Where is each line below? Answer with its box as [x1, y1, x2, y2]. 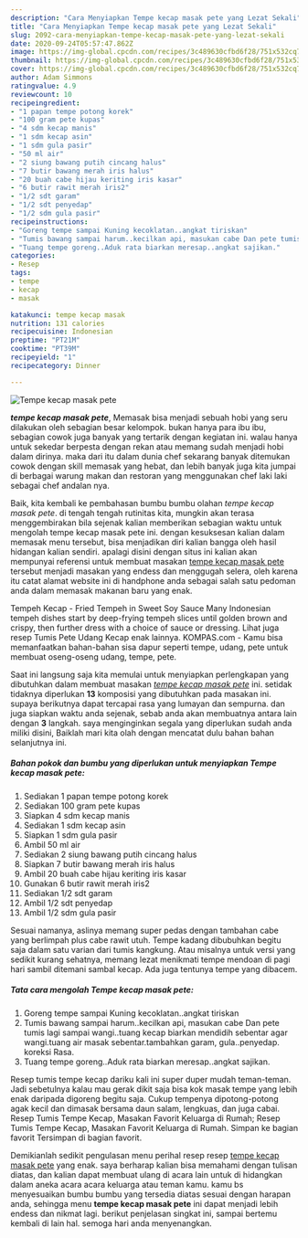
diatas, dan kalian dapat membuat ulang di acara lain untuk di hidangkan [10, 1169, 282, 1180]
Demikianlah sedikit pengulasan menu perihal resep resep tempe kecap [10, 1149, 280, 1160]
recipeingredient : [10, 98, 80, 108]
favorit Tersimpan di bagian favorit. [10, 1132, 143, 1143]
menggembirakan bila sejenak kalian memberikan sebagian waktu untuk [10, 517, 282, 528]
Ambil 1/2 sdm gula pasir [23, 906, 117, 918]
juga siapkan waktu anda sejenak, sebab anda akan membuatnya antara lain [10, 707, 298, 718]
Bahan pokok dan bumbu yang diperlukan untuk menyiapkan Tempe [10, 757, 277, 768]
